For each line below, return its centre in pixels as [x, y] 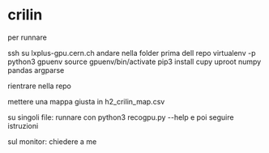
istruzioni [23, 125]
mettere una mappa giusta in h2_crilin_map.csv [86, 101]
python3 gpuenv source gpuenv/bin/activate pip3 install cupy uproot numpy [134, 62]
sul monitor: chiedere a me [52, 141]
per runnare [28, 37]
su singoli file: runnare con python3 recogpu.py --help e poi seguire [121, 117]
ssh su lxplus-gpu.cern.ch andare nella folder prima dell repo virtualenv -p [132, 53]
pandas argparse [36, 70]
